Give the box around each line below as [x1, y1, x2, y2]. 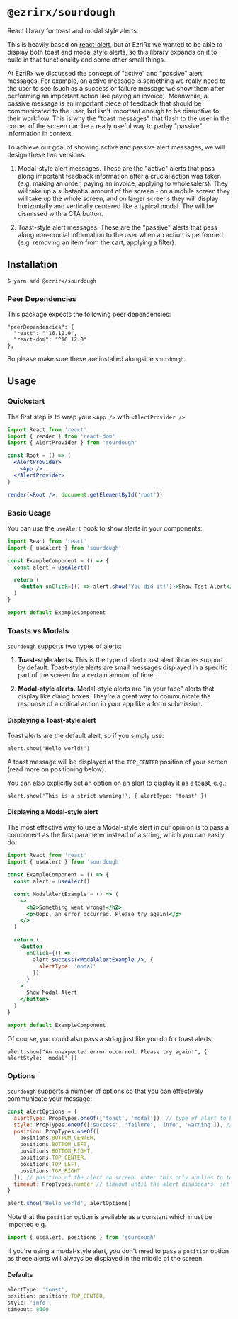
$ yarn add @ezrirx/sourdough [7, 277, 97, 285]
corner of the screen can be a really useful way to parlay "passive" [7, 121, 203, 130]
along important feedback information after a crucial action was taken [17, 171, 222, 180]
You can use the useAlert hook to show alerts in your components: [7, 523, 203, 533]
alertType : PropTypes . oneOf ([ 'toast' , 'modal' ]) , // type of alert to [13, 1114, 227, 1121]
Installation [7, 259, 58, 271]
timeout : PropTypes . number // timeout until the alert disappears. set [13, 1180, 230, 1188]
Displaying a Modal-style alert [7, 807, 98, 816]
